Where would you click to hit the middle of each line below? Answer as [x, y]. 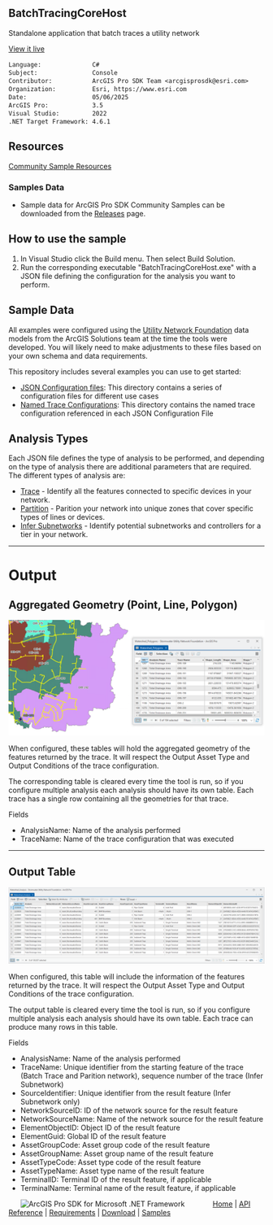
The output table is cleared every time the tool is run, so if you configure [129, 1010]
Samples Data [37, 187]
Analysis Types [48, 438]
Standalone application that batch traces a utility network [104, 33]
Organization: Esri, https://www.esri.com [97, 89]
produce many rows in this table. [63, 1027]
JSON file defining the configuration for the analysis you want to [128, 276]
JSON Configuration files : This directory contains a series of [121, 387]
